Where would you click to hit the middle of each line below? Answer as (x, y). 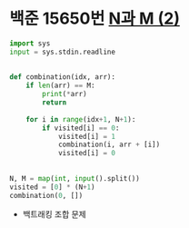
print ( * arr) (65, 94)
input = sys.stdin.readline (63, 52)
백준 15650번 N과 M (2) (94, 19)
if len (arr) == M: (60, 86)
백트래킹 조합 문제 (54, 213)
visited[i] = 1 (87, 136)
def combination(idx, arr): (63, 77)
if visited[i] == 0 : (81, 128)
